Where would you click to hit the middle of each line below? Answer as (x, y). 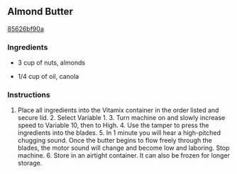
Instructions (29, 95)
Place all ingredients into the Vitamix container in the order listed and (118, 110)
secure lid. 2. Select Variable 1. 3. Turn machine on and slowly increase (121, 118)
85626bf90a (26, 28)
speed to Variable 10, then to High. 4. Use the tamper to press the (113, 125)
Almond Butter (40, 12)
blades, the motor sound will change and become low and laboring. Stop (123, 148)
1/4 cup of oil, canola (48, 77)
